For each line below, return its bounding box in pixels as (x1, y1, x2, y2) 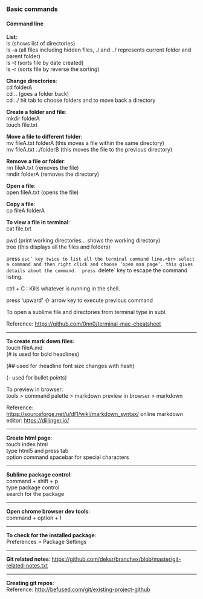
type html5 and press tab (6, 447, 69, 455)
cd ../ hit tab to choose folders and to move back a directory (6, 96, 156, 104)
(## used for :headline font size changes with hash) (6, 363, 135, 370)
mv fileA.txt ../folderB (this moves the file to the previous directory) (6, 146, 173, 153)
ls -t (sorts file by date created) (6, 59, 84, 67)
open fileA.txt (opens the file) (6, 189, 79, 196)
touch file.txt (6, 121, 38, 129)
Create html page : (6, 434, 53, 441)
